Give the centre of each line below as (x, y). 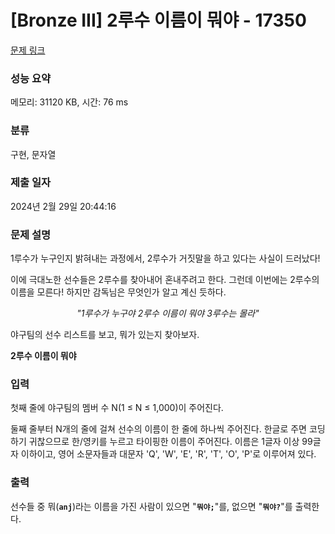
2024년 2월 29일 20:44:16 (63, 206)
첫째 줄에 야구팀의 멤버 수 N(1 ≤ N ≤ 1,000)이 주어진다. (117, 408)
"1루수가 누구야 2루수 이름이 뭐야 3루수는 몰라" (168, 313)
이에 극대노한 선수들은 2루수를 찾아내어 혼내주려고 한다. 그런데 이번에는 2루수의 (165, 280)
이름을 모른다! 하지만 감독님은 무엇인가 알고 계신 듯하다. (118, 292)
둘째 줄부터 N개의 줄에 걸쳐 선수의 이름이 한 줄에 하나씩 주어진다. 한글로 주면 (158, 429)
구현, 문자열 (33, 154)
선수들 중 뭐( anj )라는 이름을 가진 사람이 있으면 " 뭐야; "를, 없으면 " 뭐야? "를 (151, 506)
